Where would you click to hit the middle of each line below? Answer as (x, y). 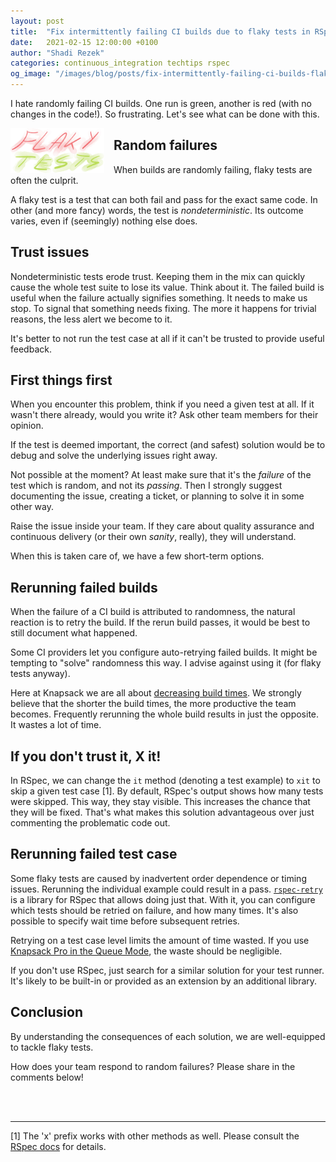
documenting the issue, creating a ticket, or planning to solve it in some (157, 496)
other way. (32, 507)
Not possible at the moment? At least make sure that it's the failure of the (161, 475)
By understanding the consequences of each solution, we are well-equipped (168, 1036)
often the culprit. (44, 180)
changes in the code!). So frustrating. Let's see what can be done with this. (165, 114)
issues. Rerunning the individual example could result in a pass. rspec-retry (166, 889)
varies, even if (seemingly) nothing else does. (104, 221)
